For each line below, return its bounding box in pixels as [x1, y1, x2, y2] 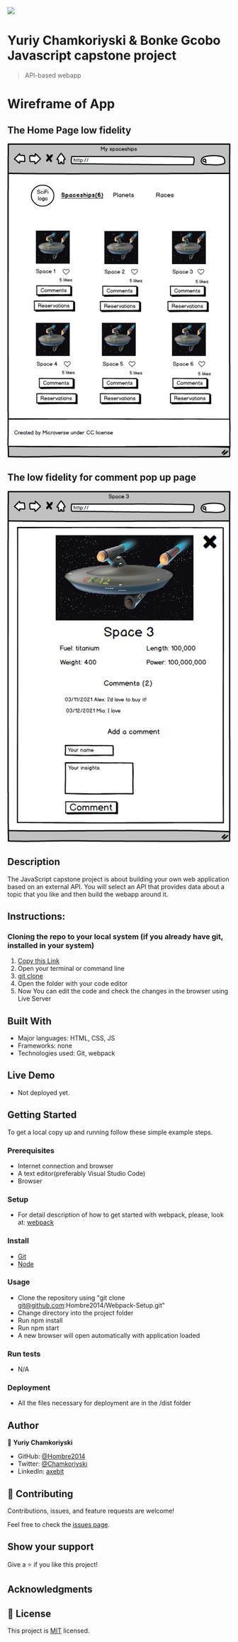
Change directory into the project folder [17, 1308, 134, 1317]
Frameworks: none [17, 1041, 73, 1050]
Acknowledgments [7, 1584, 93, 1596]
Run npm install [17, 1316, 63, 1325]
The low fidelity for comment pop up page [7, 472, 196, 484]
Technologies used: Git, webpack [17, 1049, 115, 1057]
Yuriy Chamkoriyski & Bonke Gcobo [7, 33, 221, 49]
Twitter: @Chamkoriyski [17, 1459, 88, 1468]
